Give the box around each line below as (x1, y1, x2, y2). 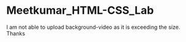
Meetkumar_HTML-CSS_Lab (6, 4, 154, 17)
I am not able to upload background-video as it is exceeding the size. (6, 23, 180, 31)
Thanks (6, 29, 26, 37)
